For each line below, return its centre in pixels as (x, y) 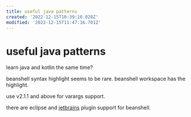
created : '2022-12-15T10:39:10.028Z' (52, 17)
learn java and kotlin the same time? (49, 67)
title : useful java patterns (42, 11)
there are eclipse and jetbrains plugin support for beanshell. (78, 108)
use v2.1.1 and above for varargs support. (56, 97)
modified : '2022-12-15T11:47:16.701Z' (53, 22)
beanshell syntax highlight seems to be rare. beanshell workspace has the (96, 79)
